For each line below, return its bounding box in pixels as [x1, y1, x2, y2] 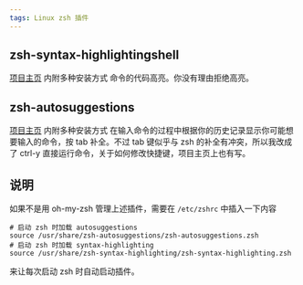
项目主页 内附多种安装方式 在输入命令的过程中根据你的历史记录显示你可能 [9, 125, 286, 136]
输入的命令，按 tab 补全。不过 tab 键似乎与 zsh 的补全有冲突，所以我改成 [16, 136, 293, 147]
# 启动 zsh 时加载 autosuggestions [9, 223, 139, 233]
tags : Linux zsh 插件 [9, 13, 89, 23]
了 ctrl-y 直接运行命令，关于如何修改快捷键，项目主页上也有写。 [9, 148, 251, 159]
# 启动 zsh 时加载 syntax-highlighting [9, 241, 154, 250]
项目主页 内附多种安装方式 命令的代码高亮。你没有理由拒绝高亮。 [9, 72, 254, 83]
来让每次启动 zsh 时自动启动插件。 [9, 266, 140, 277]
